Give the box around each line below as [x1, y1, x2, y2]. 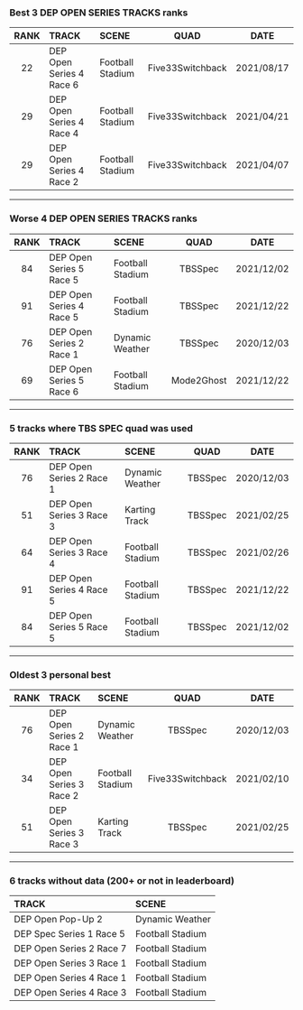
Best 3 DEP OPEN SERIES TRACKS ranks [9, 6, 188, 19]
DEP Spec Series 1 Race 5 [14, 928, 126, 941]
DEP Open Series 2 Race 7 [14, 942, 127, 955]
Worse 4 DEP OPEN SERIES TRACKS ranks [9, 212, 198, 225]
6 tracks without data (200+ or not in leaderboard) [9, 875, 234, 887]
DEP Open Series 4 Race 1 [14, 972, 127, 985]
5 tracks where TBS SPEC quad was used [9, 422, 194, 434]
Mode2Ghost [170, 374, 227, 386]
